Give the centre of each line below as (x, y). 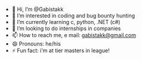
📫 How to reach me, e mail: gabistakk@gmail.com (74, 35)
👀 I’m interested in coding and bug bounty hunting (73, 16)
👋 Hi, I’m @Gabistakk (38, 9)
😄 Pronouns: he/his (36, 44)
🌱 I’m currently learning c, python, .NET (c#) (66, 22)
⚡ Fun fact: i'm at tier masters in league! (61, 50)
